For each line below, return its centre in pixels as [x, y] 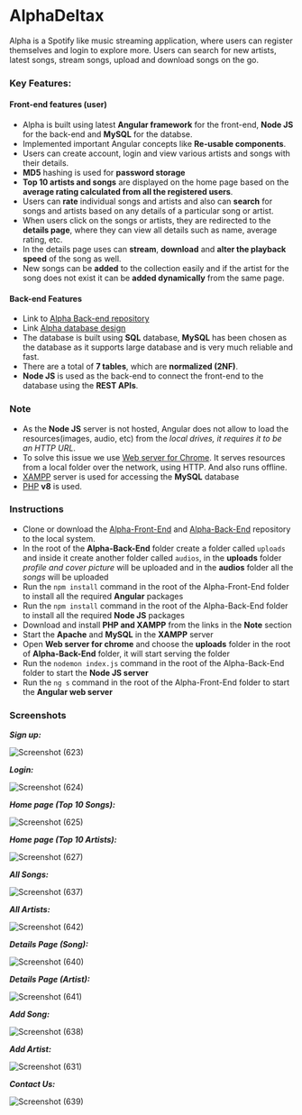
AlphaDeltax [57, 16]
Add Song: [30, 1014]
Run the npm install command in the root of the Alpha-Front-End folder [156, 586]
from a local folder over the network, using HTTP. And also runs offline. [155, 467]
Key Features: [41, 83]
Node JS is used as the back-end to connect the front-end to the [143, 376]
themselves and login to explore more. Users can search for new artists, [143, 50]
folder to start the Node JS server [85, 672]
